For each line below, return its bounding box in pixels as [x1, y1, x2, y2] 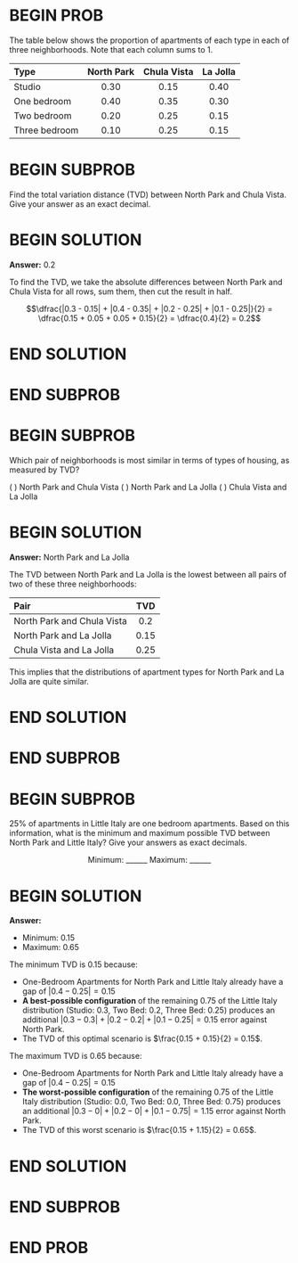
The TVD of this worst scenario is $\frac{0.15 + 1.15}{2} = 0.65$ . [21, 1125, 257, 1136]
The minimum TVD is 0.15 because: [9, 959, 138, 970]
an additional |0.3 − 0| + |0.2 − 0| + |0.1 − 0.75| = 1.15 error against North [21, 1106, 286, 1117]
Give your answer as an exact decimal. [9, 198, 151, 209]
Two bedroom [13, 109, 72, 121]
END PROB [9, 1237, 89, 1258]
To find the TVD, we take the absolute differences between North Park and [9, 276, 283, 287]
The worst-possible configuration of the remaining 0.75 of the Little [21, 1087, 274, 1097]
